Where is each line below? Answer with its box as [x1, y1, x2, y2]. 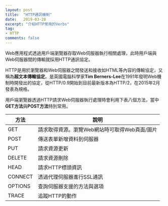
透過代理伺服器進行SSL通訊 [37, 173, 103, 180]
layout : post [5, 7, 33, 13]
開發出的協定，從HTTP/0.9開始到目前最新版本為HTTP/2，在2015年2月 [14, 79, 160, 86]
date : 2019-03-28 [5, 17, 46, 22]
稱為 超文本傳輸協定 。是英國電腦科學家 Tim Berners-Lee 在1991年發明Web [5, 73, 157, 79]
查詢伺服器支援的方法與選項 [37, 183, 104, 190]
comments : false [5, 36, 39, 41]
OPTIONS [8, 182, 31, 189]
